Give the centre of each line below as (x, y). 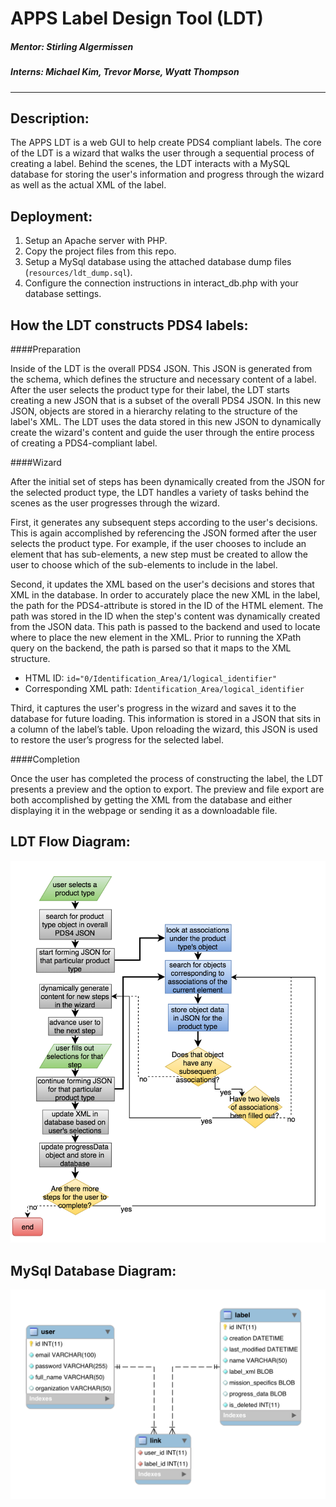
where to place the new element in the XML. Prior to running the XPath (156, 637)
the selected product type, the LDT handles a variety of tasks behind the (160, 492)
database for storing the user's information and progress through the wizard (167, 174)
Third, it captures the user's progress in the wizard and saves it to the (153, 708)
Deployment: (51, 216)
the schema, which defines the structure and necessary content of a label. (163, 379)
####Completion (45, 759)
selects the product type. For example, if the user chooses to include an (158, 543)
